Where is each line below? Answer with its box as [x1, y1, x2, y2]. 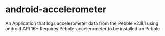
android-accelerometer [5, 4, 106, 15]
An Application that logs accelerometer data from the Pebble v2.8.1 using [5, 20, 159, 26]
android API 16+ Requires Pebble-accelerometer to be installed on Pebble [5, 25, 160, 31]
